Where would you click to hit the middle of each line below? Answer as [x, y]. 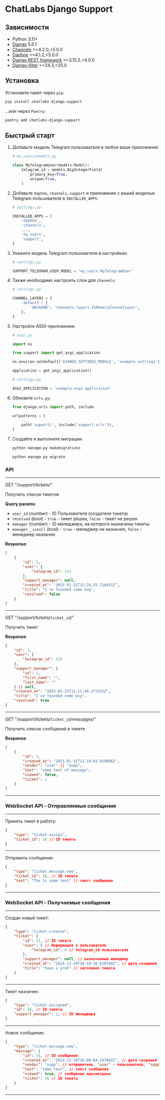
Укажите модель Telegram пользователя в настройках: [70, 253]
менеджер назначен [34, 534]
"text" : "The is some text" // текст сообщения [63, 881]
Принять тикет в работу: [31, 821]
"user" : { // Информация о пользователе [65, 945]
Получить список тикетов [32, 494]
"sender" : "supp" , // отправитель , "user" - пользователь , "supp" [92, 1065]
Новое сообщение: [25, 1033]
